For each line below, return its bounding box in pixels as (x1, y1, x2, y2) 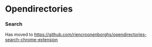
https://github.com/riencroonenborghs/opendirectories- (34, 31, 147, 37)
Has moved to (5, 31, 33, 37)
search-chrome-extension (5, 37, 58, 43)
